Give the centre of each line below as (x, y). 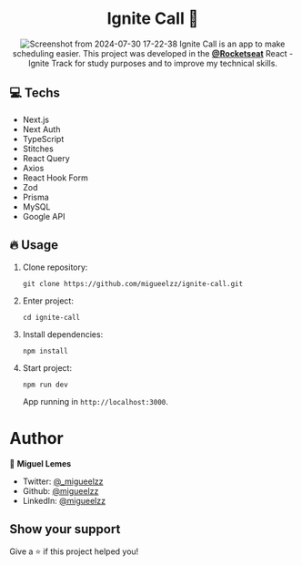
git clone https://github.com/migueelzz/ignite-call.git (133, 283)
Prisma (36, 197)
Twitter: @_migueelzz (63, 481)
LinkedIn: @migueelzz (64, 500)
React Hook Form (55, 178)
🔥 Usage (34, 245)
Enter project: (48, 301)
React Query (46, 158)
